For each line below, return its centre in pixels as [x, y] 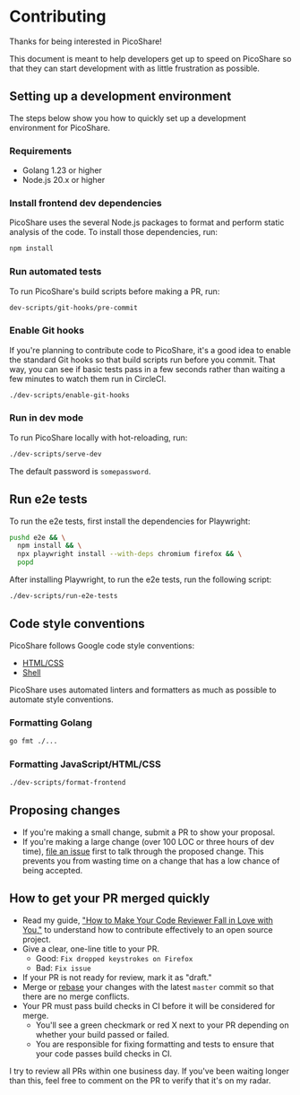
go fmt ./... [34, 742]
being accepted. [52, 870]
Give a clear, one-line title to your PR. [90, 949]
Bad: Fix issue [63, 968]
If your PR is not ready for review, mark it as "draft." [117, 977]
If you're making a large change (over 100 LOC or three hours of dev [148, 841]
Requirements [41, 151]
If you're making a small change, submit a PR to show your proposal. [149, 832]
